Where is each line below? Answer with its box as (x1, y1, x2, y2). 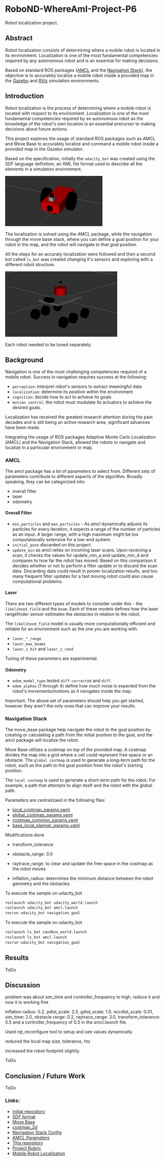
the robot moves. (12, 866, 47, 872)
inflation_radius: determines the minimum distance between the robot (12, 875, 154, 881)
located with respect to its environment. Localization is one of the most (5, 110, 149, 116)
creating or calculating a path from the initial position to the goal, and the (5, 732, 153, 738)
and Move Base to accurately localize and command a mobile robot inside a (5, 140, 159, 146)
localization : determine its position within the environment (12, 389, 133, 395)
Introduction (5, 92, 44, 101)
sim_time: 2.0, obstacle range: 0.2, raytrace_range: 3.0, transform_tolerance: (5, 1014, 160, 1020)
